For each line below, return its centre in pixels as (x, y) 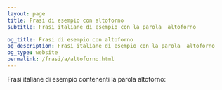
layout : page (26, 14)
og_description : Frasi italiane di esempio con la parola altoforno (111, 46)
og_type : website (33, 53)
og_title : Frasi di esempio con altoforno (70, 39)
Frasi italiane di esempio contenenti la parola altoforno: (87, 79)
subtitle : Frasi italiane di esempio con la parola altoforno (102, 27)
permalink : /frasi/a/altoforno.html (61, 59)
